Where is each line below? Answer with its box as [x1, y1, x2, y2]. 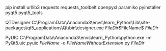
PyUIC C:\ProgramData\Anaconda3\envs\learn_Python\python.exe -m [5, 35, 152, 40]
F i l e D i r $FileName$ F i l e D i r [105, 25, 159, 31]
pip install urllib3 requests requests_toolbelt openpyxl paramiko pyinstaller [5, 5, 161, 10]
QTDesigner [5, 20, 31, 25]
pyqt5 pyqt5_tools [5, 10, 43, 16]
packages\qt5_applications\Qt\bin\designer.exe [5, 25, 104, 31]
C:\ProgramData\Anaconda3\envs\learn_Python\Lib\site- [31, 20, 150, 25]
